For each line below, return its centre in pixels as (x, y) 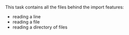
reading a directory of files (40, 27)
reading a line (27, 17)
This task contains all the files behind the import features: (64, 7)
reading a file (26, 22)
